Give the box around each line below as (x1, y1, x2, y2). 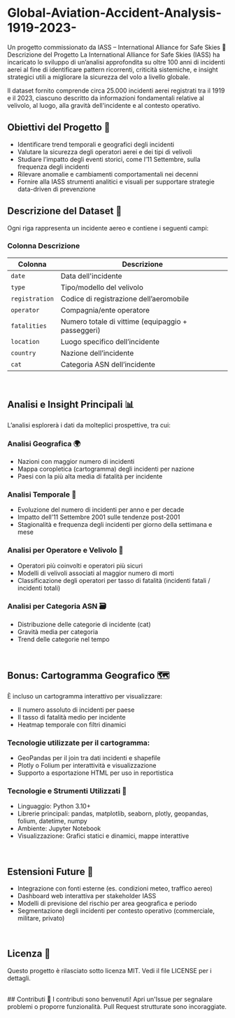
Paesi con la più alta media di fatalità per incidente (17, 472, 163, 481)
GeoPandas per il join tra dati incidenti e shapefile (17, 753, 161, 762)
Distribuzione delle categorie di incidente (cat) (17, 620, 152, 628)
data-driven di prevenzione (17, 184, 96, 193)
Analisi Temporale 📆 (7, 489, 77, 499)
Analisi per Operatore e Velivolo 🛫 (7, 545, 124, 555)
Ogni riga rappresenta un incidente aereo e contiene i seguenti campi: (7, 223, 209, 232)
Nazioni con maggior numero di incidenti (17, 457, 135, 465)
